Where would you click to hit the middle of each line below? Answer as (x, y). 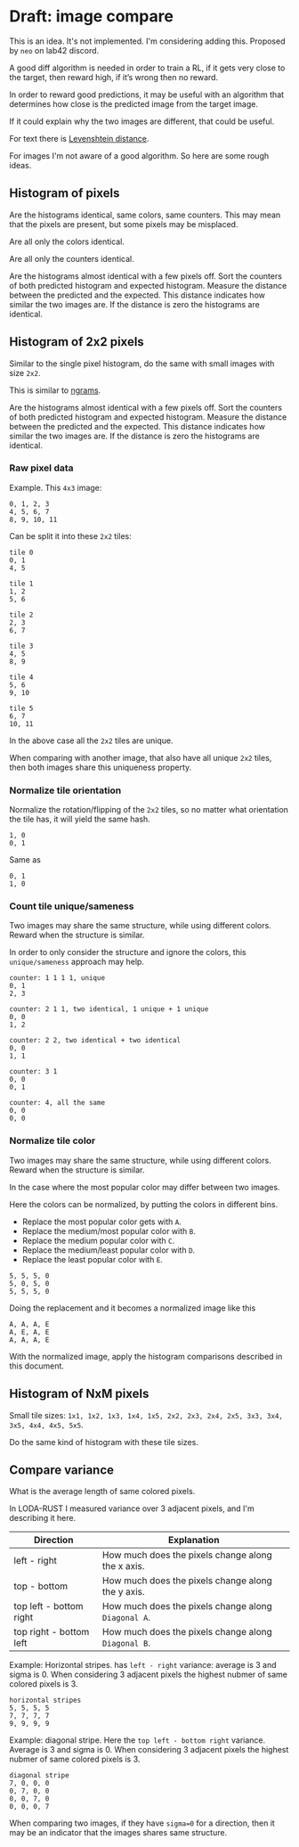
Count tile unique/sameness (72, 906)
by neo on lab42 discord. (54, 50)
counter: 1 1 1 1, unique (57, 978)
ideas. (20, 165)
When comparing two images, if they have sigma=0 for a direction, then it (142, 1823)
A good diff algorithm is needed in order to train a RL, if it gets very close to (147, 68)
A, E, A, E (29, 1332)
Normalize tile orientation (65, 790)
